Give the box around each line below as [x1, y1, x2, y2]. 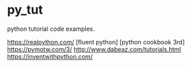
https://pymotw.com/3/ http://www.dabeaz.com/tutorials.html [7, 45, 181, 53]
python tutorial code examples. [7, 25, 95, 33]
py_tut [7, 2, 43, 18]
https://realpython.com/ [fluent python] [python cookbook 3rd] [7, 38, 186, 46]
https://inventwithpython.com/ [7, 52, 93, 60]
